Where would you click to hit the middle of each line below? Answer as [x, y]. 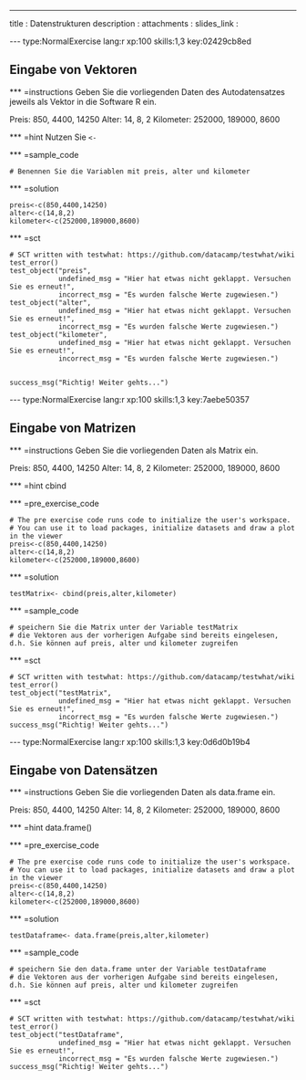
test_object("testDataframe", [67, 1035]
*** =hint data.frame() [51, 828]
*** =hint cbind [38, 486]
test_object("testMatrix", [61, 693]
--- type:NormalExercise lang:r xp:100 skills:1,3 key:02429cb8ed [131, 41]
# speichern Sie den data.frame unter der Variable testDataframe [138, 970]
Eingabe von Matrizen [73, 429]
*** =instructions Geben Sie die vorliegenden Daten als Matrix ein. [134, 450]
